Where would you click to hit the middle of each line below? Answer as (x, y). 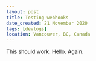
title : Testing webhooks (37, 18)
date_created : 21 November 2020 (47, 23)
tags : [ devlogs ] (27, 29)
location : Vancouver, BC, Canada (48, 34)
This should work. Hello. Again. (45, 51)
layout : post (23, 12)
